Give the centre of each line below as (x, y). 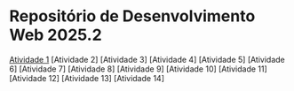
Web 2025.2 (56, 35)
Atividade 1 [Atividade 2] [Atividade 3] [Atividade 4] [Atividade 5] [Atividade (147, 59)
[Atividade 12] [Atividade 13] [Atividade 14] (87, 78)
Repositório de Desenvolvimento (132, 16)
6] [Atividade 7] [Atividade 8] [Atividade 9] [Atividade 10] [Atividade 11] (139, 69)
